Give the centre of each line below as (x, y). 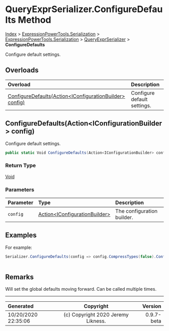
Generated (21, 306)
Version (152, 306)
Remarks (20, 277)
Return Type (21, 166)
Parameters (20, 189)
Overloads (22, 70)
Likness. (96, 321)
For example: (19, 247)
